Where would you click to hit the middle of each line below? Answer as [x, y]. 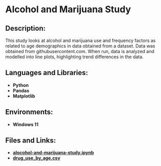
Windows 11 [26, 124]
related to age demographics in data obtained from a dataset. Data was [80, 46]
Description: [26, 28]
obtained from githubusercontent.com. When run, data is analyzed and [80, 51]
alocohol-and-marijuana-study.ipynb [53, 153]
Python [21, 85]
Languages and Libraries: [47, 73]
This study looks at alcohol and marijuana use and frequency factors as [80, 40]
